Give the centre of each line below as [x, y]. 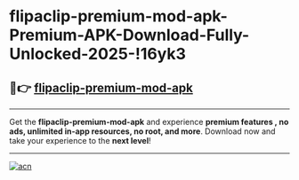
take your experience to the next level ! [80, 141]
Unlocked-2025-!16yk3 [98, 54]
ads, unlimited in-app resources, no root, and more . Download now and [142, 131]
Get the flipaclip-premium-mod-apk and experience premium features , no [149, 122]
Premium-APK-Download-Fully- [129, 35]
